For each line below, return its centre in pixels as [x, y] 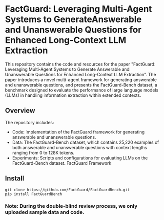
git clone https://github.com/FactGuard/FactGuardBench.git [68, 190]
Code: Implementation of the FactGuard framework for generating [78, 132]
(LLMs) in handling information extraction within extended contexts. [73, 95]
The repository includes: [30, 122]
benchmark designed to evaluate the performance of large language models [82, 90]
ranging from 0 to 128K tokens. [43, 153]
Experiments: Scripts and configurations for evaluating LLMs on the [80, 158]
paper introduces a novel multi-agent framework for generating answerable [81, 80]
